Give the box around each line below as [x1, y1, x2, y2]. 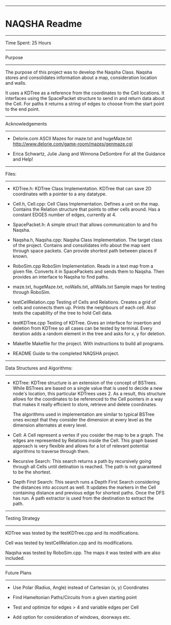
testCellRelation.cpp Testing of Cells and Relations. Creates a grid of [12, 299, 156, 305]
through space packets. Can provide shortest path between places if [12, 247, 157, 254]
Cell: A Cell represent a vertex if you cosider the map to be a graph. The [12, 432, 164, 438]
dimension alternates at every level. [12, 422, 88, 428]
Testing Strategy [5, 515, 40, 521]
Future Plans [5, 569, 32, 576]
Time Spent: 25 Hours [5, 39, 51, 46]
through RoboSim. [12, 289, 51, 295]
